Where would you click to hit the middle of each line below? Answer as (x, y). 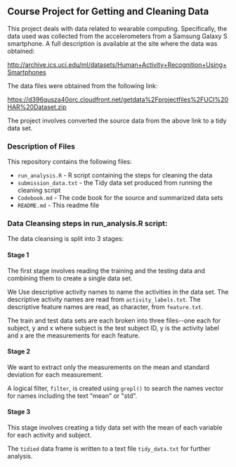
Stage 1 (18, 255)
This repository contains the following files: (70, 162)
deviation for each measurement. (55, 374)
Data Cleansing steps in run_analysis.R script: (87, 223)
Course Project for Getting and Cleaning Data (108, 12)
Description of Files (41, 146)
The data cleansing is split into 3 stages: (66, 239)
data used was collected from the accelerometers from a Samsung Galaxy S (117, 36)
